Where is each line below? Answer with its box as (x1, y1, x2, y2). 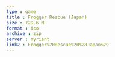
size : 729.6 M (6, 20, 45, 26)
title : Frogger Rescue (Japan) (6, 14, 87, 20)
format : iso (6, 25, 39, 31)
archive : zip (6, 31, 42, 37)
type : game (6, 8, 36, 15)
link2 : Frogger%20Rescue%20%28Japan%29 (6, 42, 110, 48)
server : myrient (6, 36, 50, 42)
